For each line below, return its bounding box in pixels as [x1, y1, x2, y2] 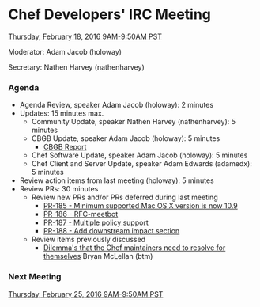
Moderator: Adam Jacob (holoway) [8, 47, 122, 56]
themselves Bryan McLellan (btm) [43, 252, 153, 261]
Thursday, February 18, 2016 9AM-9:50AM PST [8, 32, 162, 41]
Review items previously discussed [31, 235, 146, 244]
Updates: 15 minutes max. [19, 108, 104, 118]
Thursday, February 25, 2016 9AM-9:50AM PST [8, 289, 164, 298]
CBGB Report [43, 142, 87, 152]
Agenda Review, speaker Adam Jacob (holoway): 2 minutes [19, 100, 214, 110]
